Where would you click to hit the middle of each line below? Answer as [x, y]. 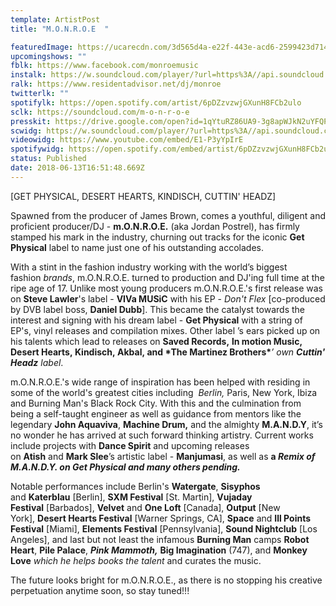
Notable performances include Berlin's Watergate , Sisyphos [135, 486]
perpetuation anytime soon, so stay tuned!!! [100, 590]
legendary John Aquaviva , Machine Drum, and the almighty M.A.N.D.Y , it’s [166, 424]
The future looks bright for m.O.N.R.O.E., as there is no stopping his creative [166, 580]
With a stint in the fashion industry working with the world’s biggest [149, 267]
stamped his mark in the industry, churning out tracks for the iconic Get [157, 237]
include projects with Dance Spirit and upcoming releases [130, 445]
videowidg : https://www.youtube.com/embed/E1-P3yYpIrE [127, 140]
